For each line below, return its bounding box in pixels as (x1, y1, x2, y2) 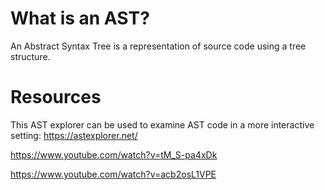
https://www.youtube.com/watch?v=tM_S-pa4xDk (10, 148, 218, 161)
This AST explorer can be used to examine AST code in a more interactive (10, 118, 315, 131)
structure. (10, 50, 51, 62)
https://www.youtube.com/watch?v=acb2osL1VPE (10, 168, 217, 180)
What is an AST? (10, 7, 150, 30)
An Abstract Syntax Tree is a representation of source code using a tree (10, 40, 307, 52)
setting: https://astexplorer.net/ (10, 129, 138, 141)
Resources (10, 86, 102, 109)
